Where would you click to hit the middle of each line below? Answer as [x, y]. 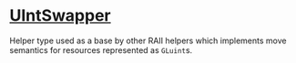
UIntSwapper [60, 16]
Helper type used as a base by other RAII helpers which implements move [148, 40]
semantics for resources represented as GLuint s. [101, 49]
